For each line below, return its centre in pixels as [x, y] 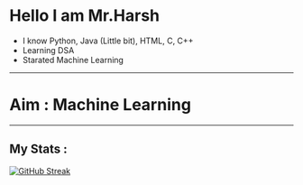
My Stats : [38, 149]
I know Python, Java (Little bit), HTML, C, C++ [108, 41]
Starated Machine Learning [73, 60]
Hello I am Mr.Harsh [85, 16]
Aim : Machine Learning [101, 105]
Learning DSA [48, 50]
